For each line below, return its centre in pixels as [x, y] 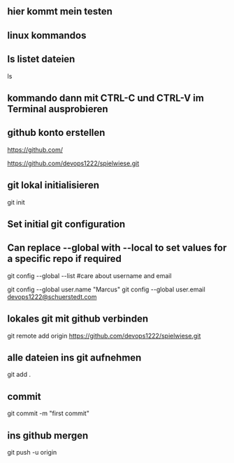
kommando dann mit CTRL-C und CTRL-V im [106, 98]
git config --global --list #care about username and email [90, 275]
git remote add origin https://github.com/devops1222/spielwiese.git [104, 336]
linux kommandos [47, 35]
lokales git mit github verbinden [78, 319]
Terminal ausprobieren [58, 109]
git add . [19, 375]
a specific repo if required [65, 259]
